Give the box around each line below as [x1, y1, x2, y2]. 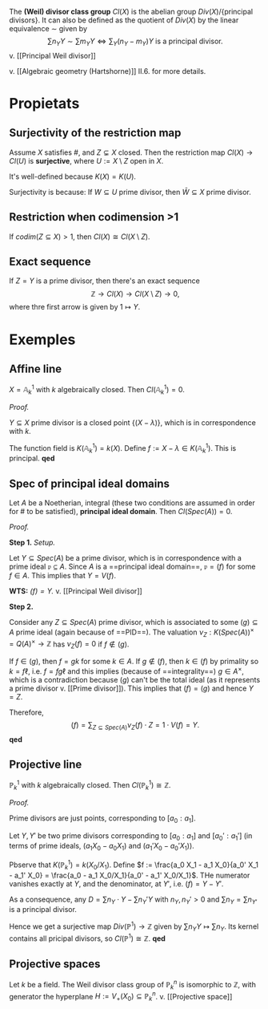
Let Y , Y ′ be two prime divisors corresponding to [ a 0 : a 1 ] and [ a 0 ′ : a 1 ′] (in [9, 830, 253, 842]
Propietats [9, 94, 80, 112]
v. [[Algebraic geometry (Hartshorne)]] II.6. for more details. [9, 66, 206, 75]
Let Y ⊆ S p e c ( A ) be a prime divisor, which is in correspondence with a [9, 553, 242, 563]
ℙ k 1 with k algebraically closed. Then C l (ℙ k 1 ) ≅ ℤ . [9, 779, 171, 792]
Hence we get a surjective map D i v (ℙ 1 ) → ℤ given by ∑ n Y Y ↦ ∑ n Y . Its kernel [9, 920, 259, 933]
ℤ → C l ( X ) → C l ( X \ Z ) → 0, [90, 289, 180, 299]
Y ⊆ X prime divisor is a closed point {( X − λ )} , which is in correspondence [9, 417, 257, 428]
